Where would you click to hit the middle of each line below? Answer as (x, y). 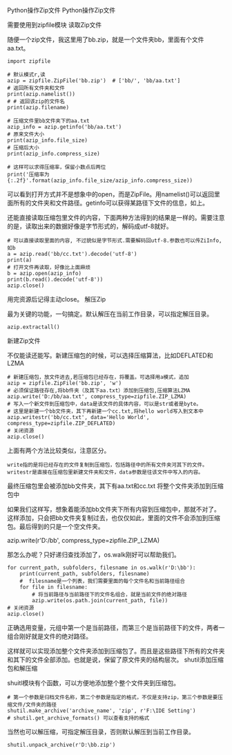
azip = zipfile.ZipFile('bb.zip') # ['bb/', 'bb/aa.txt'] (94, 81)
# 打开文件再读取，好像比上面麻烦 (49, 268)
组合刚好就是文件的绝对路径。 (49, 636)
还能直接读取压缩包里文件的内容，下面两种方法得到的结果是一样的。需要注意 (116, 217)
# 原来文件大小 (26, 134)
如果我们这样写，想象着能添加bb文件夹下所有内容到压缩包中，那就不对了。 (114, 509)
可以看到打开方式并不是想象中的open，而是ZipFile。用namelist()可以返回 (110, 194)
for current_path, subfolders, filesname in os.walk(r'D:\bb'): (101, 568)
